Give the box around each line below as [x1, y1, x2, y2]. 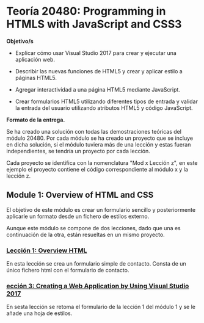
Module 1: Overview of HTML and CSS [6, 190, 154, 200]
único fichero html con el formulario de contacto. [6, 267, 129, 274]
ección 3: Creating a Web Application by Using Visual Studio [6, 281, 189, 290]
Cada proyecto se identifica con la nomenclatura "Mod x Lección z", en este [6, 159, 198, 166]
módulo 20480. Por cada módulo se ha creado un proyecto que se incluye [6, 134, 194, 142]
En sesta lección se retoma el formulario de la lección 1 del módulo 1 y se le [6, 303, 196, 311]
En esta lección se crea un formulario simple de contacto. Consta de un [6, 260, 186, 267]
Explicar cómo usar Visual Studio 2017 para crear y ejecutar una [15, 49, 177, 56]
